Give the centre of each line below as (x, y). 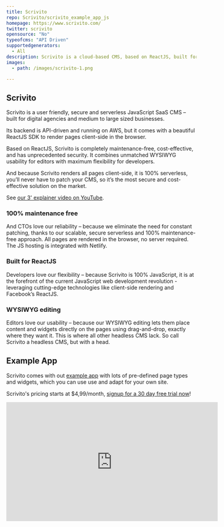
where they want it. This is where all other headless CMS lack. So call (93, 335)
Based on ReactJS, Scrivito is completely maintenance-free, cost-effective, (100, 149)
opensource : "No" (28, 34)
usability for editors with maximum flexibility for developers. (81, 161)
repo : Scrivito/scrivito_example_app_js (58, 18)
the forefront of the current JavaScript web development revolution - (92, 281)
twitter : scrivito (29, 29)
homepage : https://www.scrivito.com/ (54, 23)
